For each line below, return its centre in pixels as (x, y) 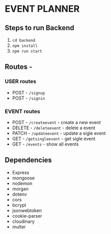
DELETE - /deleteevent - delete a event (53, 128)
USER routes (21, 81)
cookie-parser (27, 216)
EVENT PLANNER (42, 9)
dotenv (20, 194)
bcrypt (19, 205)
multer (19, 227)
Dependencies (28, 160)
